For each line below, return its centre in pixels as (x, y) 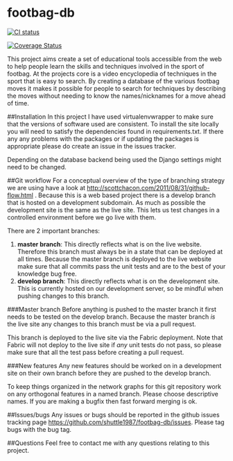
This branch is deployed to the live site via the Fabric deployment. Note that (115, 337)
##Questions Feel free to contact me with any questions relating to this (109, 443)
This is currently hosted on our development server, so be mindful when (120, 288)
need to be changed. (37, 167)
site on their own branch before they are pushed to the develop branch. (109, 373)
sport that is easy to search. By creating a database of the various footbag (113, 81)
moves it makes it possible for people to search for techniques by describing (116, 88)
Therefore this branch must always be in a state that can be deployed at (120, 251)
